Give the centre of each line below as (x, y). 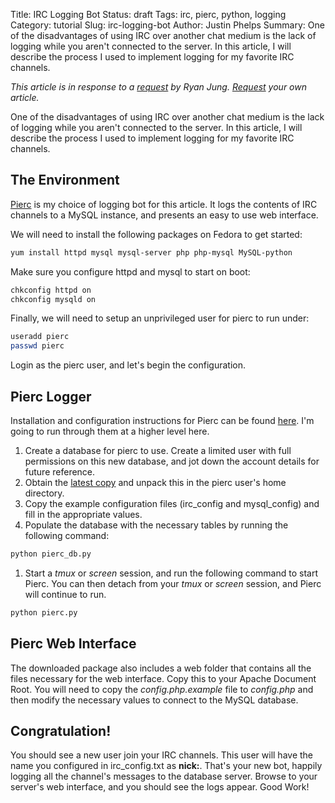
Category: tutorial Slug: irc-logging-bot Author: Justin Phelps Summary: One (167, 25)
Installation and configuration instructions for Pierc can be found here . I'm (162, 420)
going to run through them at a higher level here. (110, 431)
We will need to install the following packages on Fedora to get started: (156, 234)
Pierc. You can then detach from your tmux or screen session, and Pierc (173, 583)
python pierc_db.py (51, 554)
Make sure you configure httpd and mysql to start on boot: (130, 271)
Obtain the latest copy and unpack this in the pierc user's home (155, 482)
